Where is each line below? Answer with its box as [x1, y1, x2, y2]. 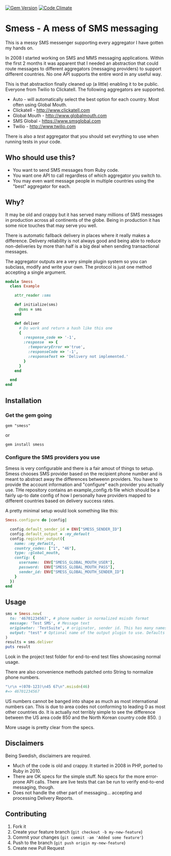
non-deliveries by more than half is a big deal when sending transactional [5, 243, 159, 249]
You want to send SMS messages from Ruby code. [12, 167, 120, 173]
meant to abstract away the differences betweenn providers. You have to [5, 476, 158, 482]
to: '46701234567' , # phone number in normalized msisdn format [10, 616, 149, 621]
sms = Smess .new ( [5, 611, 42, 616]
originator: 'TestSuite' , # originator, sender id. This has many [10, 625, 154, 631]
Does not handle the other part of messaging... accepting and [12, 789, 142, 795]
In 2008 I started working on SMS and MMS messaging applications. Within [5, 55, 164, 61]
